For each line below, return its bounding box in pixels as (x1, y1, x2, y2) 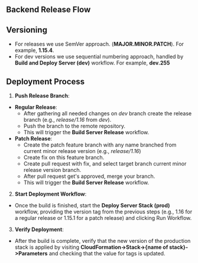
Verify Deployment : (14, 226, 64, 233)
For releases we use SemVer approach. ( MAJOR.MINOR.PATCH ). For (14, 41, 184, 48)
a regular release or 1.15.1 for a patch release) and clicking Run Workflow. (14, 215, 192, 222)
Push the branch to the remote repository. (23, 122, 126, 129)
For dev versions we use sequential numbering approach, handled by (14, 53, 184, 60)
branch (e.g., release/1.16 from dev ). (23, 116, 112, 124)
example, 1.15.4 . (14, 47, 54, 54)
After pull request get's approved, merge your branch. (23, 173, 155, 180)
